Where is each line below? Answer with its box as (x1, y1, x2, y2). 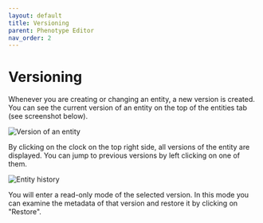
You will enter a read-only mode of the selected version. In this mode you (8, 190, 249, 200)
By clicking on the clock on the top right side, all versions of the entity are (8, 143, 250, 152)
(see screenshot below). (8, 111, 88, 121)
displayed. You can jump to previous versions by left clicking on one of (8, 151, 241, 160)
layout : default (8, 11, 62, 20)
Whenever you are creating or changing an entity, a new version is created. (8, 95, 255, 104)
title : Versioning (8, 19, 69, 27)
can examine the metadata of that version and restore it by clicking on (8, 198, 238, 208)
